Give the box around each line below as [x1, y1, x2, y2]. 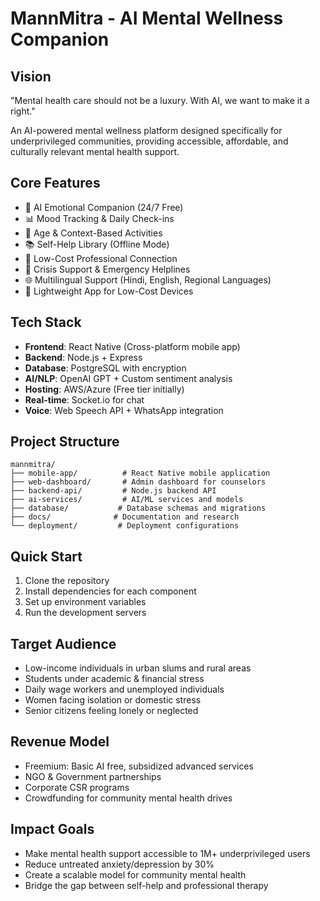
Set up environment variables [24, 596, 147, 608]
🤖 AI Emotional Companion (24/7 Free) [24, 201, 184, 213]
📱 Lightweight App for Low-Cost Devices [24, 285, 194, 297]
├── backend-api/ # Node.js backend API [10, 486, 217, 496]
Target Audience [10, 635, 117, 652]
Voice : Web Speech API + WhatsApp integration [24, 404, 224, 416]
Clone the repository [24, 575, 110, 587]
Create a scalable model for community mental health [24, 868, 247, 881]
